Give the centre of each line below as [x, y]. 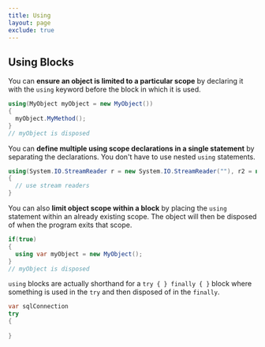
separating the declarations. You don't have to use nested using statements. [132, 157]
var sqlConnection [38, 307]
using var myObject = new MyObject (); [79, 254]
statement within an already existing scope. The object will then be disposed [132, 217]
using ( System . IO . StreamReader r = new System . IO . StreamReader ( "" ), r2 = [130, 171]
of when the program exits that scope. [70, 225]
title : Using [30, 15]
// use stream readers [52, 186]
